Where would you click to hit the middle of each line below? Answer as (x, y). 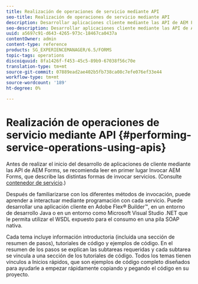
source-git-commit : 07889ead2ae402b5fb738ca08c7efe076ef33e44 (84, 72)
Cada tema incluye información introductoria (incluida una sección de (90, 237)
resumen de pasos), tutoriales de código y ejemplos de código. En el (89, 243)
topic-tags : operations (35, 55)
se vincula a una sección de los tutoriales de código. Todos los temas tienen (99, 255)
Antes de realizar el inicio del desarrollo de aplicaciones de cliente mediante (98, 164)
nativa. (14, 225)
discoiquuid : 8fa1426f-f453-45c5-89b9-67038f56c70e (71, 61)
